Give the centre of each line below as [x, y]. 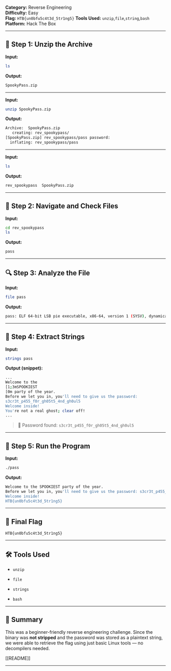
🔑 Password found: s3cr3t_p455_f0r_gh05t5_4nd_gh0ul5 [76, 425]
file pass [16, 297]
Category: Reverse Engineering [39, 7]
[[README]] [18, 658]
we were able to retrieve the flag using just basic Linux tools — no [74, 643]
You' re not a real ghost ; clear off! [45, 411]
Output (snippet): [24, 368]
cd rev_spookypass [25, 228]
